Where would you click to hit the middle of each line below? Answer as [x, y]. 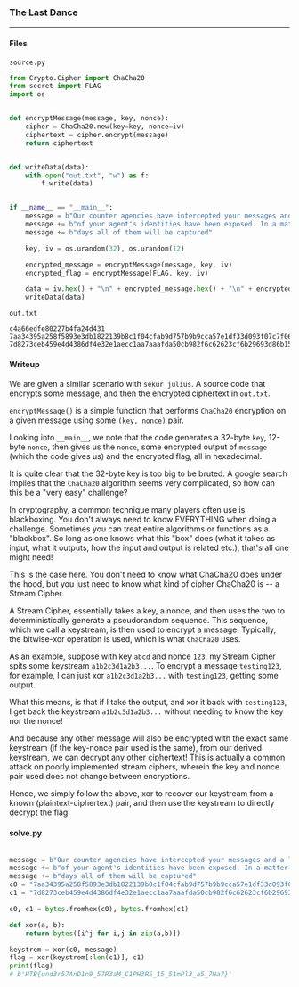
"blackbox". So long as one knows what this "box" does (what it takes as [142, 539]
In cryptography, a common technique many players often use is [127, 510]
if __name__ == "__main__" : [61, 208]
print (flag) [31, 966]
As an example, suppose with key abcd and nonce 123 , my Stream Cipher [142, 656]
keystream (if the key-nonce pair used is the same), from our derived [136, 748]
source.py [28, 62]
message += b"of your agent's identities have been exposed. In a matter [149, 868]
